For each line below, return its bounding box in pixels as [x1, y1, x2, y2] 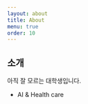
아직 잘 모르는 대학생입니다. [7, 77, 82, 85]
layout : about [7, 10, 49, 17]
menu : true [7, 23, 39, 30]
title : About [7, 17, 45, 24]
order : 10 [7, 29, 36, 37]
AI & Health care [17, 91, 64, 99]
